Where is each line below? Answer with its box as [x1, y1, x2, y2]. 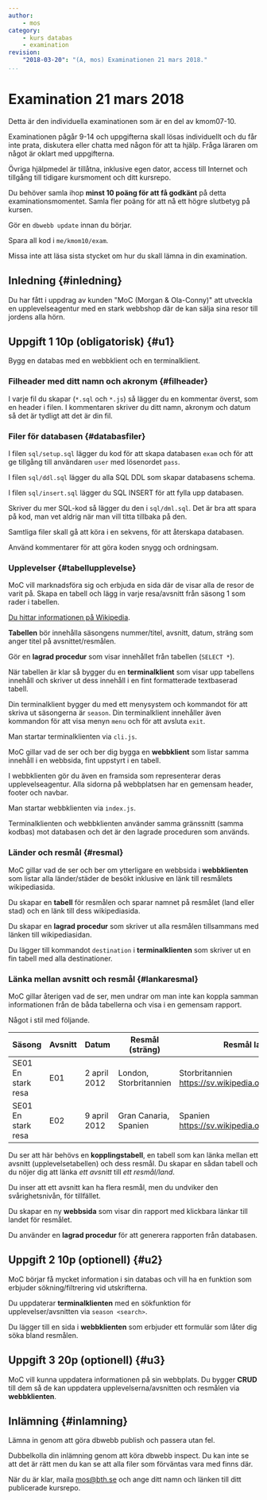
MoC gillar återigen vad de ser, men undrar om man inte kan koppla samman [8, 991, 259, 1001]
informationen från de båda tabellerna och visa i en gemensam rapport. [8, 999, 242, 1009]
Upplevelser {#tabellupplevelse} [8, 562, 137, 573]
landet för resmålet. [8, 1215, 73, 1224]
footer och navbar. [8, 788, 69, 798]
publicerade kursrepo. [8, 1483, 81, 1493]
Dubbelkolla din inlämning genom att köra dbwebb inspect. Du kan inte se [8, 1451, 250, 1460]
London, [118, 1067, 149, 1078]
